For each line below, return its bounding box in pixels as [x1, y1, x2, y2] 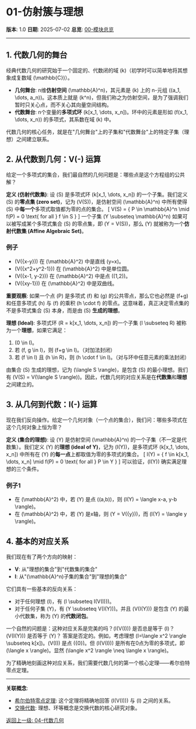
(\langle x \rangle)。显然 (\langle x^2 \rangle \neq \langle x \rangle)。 [6, 646, 172, 653]
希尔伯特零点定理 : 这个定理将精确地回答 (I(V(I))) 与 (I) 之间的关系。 [14, 697, 174, 704]
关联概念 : [6, 684, 29, 692]
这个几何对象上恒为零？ [6, 423, 62, 430]
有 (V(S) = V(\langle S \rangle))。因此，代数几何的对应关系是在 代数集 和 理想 [6, 373, 188, 381]
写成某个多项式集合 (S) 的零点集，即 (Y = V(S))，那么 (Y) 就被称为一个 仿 [16, 220, 190, 227]
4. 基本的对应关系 [6, 536, 69, 546]
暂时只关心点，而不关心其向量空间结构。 [14, 101, 112, 108]
